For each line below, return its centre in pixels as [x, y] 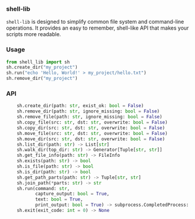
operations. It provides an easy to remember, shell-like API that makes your [97, 28]
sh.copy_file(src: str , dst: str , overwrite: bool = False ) [92, 123]
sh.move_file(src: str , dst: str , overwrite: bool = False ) [92, 133]
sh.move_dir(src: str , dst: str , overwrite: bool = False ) [91, 139]
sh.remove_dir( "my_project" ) [42, 79]
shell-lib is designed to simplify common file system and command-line [95, 22]
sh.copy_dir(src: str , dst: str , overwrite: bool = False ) [91, 128]
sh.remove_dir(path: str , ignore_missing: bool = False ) [88, 111]
